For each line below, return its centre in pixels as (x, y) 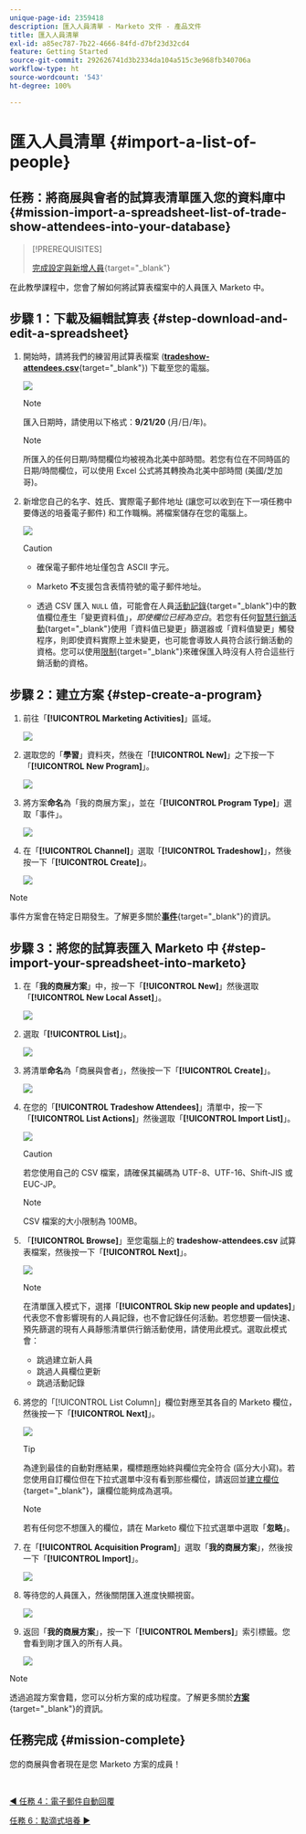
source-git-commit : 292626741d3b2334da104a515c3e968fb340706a (130, 60)
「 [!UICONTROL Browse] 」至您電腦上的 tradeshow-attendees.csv (150, 1241)
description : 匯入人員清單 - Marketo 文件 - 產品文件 (106, 26)
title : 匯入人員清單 (44, 35)
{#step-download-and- (220, 319)
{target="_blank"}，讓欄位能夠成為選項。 (100, 1491)
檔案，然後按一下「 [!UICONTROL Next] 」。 (111, 1252)
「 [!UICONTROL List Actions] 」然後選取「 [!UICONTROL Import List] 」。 (159, 1119)
